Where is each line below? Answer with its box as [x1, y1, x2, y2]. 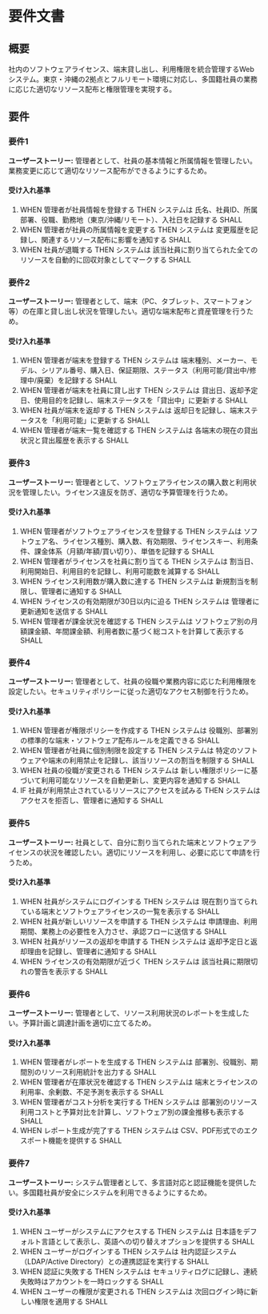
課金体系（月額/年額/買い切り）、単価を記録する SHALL [34, 546, 214, 556]
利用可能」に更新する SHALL [54, 415, 150, 425]
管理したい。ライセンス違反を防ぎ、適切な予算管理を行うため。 [22, 487, 233, 497]
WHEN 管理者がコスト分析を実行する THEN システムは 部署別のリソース [19, 1097, 258, 1107]
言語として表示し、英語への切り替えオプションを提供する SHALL [41, 1236, 255, 1246]
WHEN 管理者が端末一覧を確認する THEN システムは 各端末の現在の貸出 [19, 426, 258, 435]
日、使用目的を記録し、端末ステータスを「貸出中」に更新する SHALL [19, 395, 248, 405]
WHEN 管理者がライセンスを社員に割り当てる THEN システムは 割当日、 [19, 556, 258, 566]
